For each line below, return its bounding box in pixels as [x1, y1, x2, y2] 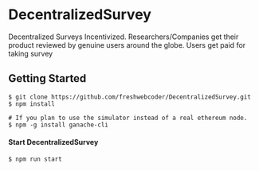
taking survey [8, 49, 53, 58]
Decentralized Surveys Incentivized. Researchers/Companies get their [8, 32, 239, 41]
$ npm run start [8, 155, 62, 163]
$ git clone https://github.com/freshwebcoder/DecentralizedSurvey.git [8, 93, 251, 101]
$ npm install [8, 99, 56, 108]
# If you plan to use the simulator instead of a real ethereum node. [8, 114, 248, 122]
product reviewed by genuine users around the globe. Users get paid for [8, 40, 246, 49]
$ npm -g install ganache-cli [8, 121, 109, 129]
